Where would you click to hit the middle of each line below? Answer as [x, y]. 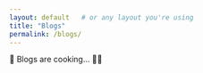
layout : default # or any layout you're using [101, 17]
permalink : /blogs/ [46, 34]
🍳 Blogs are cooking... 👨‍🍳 [56, 60]
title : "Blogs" [38, 26]
